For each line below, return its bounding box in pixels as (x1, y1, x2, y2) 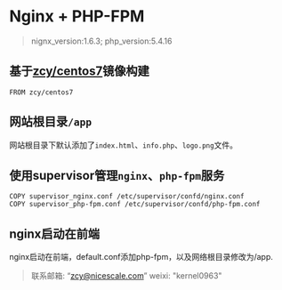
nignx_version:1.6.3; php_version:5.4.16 (30, 36, 173, 46)
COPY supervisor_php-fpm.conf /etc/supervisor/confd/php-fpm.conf (9, 200, 261, 209)
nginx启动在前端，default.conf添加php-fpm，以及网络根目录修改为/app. (9, 252, 274, 262)
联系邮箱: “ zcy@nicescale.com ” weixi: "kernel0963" (30, 270, 222, 281)
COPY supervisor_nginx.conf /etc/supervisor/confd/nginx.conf (9, 192, 245, 201)
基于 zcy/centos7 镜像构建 (9, 64, 149, 79)
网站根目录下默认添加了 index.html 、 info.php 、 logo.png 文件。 (9, 140, 238, 150)
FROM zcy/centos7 (9, 87, 74, 97)
